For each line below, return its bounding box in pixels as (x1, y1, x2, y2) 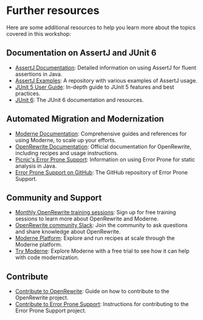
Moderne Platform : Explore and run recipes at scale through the (15, 234, 175, 242)
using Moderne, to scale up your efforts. (15, 136, 117, 143)
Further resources (6, 4, 100, 18)
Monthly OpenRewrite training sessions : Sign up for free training (15, 209, 176, 216)
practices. (15, 89, 41, 97)
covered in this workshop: (6, 30, 72, 37)
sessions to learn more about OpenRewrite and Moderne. (15, 215, 159, 222)
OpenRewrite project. (15, 294, 69, 301)
